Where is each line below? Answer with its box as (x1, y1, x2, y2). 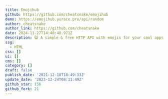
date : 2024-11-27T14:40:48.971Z (5, 30, 72, 35)
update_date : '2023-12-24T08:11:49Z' (5, 77, 84, 82)
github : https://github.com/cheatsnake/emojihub (5, 12, 108, 17)
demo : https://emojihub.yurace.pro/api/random (5, 16, 104, 21)
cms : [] (5, 58, 21, 63)
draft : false (5, 68, 32, 73)
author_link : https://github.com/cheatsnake (5, 26, 99, 31)
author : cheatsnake (5, 21, 46, 26)
